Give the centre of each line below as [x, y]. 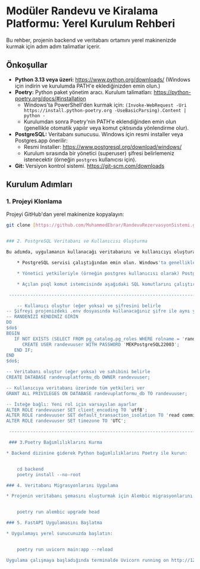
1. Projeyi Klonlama [34, 202]
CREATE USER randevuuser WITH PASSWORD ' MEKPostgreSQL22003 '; [101, 344]
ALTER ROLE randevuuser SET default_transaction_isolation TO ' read [93, 415]
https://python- [173, 92]
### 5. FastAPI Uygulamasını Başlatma [54, 523]
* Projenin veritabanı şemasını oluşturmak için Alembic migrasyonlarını [100, 496]
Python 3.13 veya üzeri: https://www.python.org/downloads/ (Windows [102, 79]
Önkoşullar [27, 65]
